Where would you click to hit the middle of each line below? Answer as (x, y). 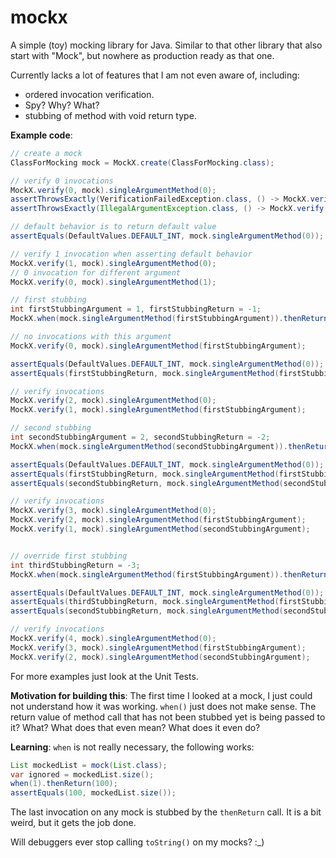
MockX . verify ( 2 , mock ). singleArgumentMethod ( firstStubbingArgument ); (158, 520)
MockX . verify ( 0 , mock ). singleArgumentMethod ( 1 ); (113, 282)
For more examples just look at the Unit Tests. (104, 676)
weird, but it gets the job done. (73, 823)
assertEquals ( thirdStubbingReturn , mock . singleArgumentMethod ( (145, 602)
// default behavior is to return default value (113, 227)
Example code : (41, 135)
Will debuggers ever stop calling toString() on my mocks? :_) (137, 842)
